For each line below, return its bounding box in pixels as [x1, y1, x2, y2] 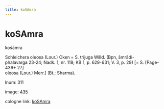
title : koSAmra [5, 7, 36, 12]
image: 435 [5, 89, 28, 95]
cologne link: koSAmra [5, 98, 50, 104]
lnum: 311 [5, 79, 24, 85]
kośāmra [5, 45, 23, 51]
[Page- [145, 59, 159, 65]
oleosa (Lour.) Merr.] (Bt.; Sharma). [5, 70, 76, 76]
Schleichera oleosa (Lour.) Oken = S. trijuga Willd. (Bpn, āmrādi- [5, 54, 135, 60]
